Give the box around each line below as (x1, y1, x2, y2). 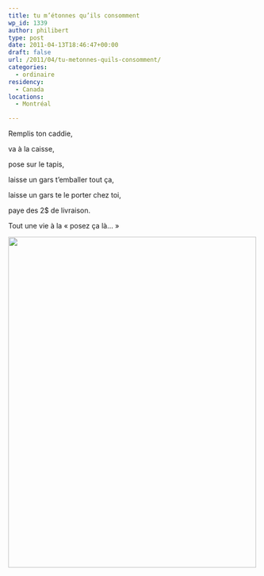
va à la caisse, (8, 144, 55, 154)
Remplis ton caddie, (8, 129, 73, 139)
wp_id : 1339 (8, 19, 48, 27)
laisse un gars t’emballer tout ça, (8, 175, 115, 185)
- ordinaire (15, 71, 55, 79)
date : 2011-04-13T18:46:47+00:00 (8, 41, 119, 49)
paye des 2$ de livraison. (8, 205, 91, 215)
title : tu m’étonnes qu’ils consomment (8, 11, 140, 20)
